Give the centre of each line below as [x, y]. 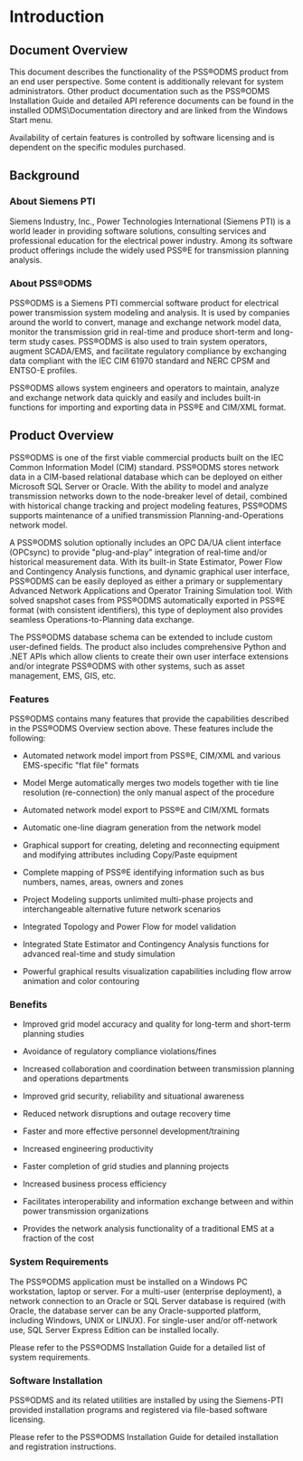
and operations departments [76, 1079]
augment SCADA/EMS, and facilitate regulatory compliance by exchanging [148, 351]
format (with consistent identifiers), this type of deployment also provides [146, 610]
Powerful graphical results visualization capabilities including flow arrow [157, 972]
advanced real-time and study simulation [99, 954]
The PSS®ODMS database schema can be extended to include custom [141, 637]
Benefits [28, 1005]
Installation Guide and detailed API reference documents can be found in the [151, 101]
